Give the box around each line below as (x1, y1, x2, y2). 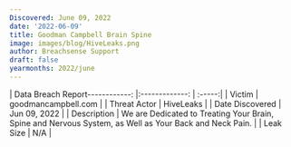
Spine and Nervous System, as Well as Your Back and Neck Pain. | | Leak (9, 117, 283, 128)
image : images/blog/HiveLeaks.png (9, 38, 141, 48)
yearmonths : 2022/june (9, 64, 95, 73)
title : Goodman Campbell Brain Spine (9, 30, 152, 39)
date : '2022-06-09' (9, 22, 83, 31)
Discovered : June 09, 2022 (9, 13, 112, 23)
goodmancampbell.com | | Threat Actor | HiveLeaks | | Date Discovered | (9, 98, 282, 109)
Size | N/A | (9, 127, 53, 138)
